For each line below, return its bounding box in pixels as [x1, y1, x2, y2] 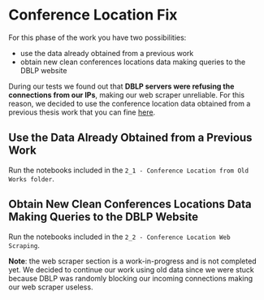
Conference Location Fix [8, 6, 178, 24]
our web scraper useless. [8, 282, 93, 292]
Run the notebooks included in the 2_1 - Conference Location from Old [8, 165, 249, 175]
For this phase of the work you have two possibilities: [8, 33, 187, 42]
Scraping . [8, 240, 41, 250]
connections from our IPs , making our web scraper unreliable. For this [8, 89, 245, 99]
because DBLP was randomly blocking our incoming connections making [8, 273, 253, 283]
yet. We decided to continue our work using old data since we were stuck [8, 264, 254, 274]
